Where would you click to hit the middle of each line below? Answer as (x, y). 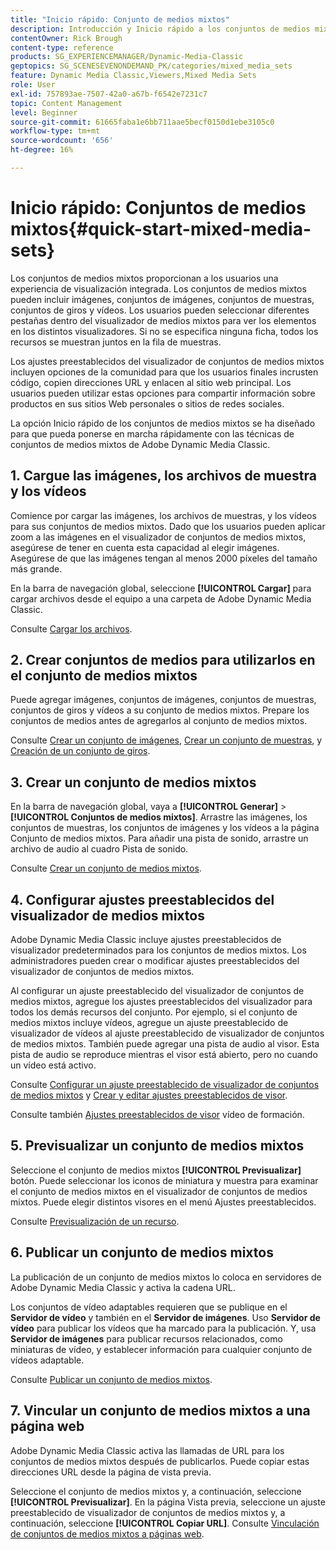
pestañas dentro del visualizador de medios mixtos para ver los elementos (163, 320)
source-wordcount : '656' (62, 141)
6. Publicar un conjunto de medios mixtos (142, 1252)
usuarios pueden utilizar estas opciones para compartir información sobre (163, 393)
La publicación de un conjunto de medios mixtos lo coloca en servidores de (166, 1277)
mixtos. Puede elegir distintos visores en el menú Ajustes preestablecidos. (163, 1202)
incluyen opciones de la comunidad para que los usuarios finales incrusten (164, 372)
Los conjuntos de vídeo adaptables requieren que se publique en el (149, 1307)
